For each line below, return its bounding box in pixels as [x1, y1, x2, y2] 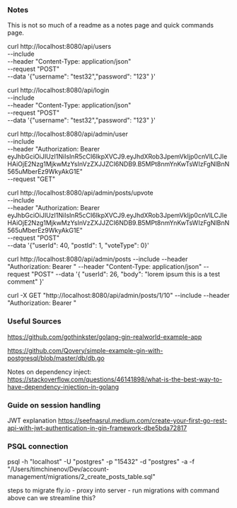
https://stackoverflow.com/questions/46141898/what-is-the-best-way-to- [7, 375, 223, 383]
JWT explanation [7, 416, 57, 425]
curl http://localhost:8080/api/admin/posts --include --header [7, 255, 188, 263]
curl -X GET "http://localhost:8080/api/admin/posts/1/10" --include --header [7, 291, 230, 300]
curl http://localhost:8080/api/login [7, 86, 110, 95]
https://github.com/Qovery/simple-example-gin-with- [7, 346, 163, 354]
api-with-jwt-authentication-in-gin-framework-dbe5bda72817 [7, 423, 187, 432]
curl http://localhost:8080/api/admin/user [7, 129, 129, 139]
